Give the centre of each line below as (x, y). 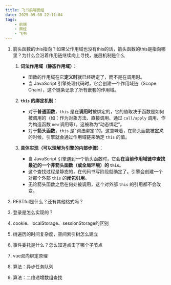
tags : (11, 19)
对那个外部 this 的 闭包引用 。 (59, 178)
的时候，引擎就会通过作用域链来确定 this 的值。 (79, 137)
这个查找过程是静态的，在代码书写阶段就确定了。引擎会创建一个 (95, 171)
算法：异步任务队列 (33, 267)
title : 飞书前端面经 (25, 10)
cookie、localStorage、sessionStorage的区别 (61, 223)
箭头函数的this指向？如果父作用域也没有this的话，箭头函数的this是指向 (87, 49)
